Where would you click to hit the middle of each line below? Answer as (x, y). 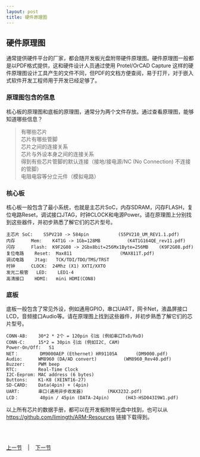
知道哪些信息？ (24, 119)
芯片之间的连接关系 (44, 146)
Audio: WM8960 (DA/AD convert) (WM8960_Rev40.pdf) (89, 359)
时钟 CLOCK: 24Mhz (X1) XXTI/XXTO (56, 266)
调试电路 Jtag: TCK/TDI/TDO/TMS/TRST (58, 259)
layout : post (22, 12)
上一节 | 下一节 (29, 447)
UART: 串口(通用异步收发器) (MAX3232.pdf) (74, 392)
